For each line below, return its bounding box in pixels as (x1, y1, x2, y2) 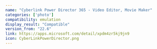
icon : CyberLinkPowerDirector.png (5, 36, 80, 41)
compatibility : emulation (5, 17, 61, 22)
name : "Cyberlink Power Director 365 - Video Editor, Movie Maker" (5, 7, 153, 13)
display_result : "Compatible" (5, 21, 70, 27)
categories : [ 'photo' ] (5, 12, 54, 17)
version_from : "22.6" (5, 27, 52, 32)
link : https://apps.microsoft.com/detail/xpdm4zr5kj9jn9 (5, 31, 130, 36)
